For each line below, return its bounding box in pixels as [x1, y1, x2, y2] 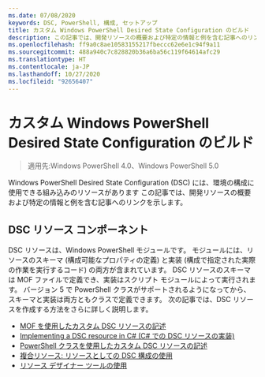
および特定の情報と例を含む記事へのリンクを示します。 [8, 198, 188, 207]
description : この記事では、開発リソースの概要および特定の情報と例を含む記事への [8, 33, 248, 42]
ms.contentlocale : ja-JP [8, 63, 90, 71]
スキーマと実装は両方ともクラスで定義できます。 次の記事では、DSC [8, 295, 231, 304]
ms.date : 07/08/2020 [8, 11, 77, 20]
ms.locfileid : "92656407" [8, 77, 93, 85]
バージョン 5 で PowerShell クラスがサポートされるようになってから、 [23, 285, 251, 294]
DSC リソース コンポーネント [8, 222, 149, 237]
